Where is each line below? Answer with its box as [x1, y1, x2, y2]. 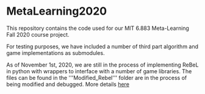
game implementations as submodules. [6, 49, 105, 56]
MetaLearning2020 [6, 4, 107, 18]
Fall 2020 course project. [6, 31, 70, 38]
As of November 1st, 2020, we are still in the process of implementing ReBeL [6, 61, 199, 68]
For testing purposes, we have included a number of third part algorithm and [6, 43, 199, 50]
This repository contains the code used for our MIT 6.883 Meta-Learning [6, 24, 189, 32]
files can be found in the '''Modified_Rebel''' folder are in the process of [6, 74, 187, 81]
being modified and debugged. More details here [6, 81, 130, 88]
